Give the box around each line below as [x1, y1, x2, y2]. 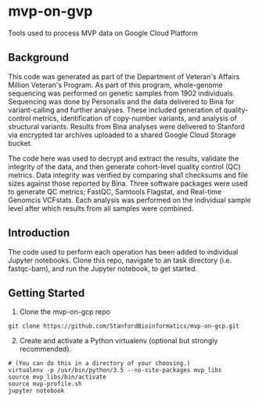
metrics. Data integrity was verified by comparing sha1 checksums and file [8, 170, 249, 179]
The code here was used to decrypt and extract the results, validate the [8, 154, 239, 163]
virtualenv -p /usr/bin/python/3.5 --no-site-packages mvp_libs [8, 367, 222, 375]
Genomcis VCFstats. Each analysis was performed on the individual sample [8, 195, 252, 205]
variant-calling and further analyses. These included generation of [8, 105, 222, 114]
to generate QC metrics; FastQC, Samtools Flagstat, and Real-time [8, 187, 221, 196]
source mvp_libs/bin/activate [8, 373, 107, 382]
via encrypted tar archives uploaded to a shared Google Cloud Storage [8, 130, 236, 139]
